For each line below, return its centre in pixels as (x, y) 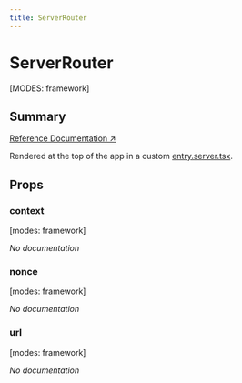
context (27, 210)
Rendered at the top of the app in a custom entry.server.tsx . (121, 156)
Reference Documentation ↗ (63, 138)
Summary (38, 116)
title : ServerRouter (49, 18)
